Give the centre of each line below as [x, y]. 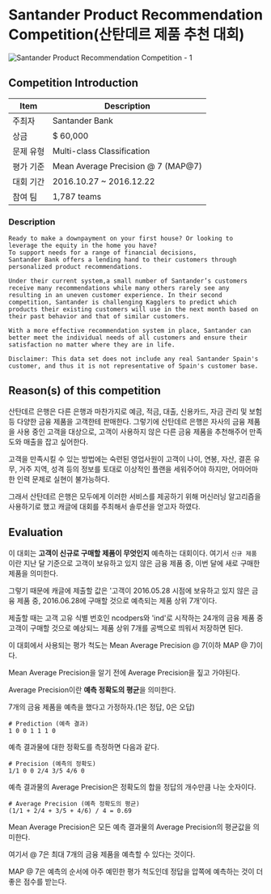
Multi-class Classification [101, 151]
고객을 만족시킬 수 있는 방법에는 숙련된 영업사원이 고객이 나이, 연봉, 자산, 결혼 [130, 458]
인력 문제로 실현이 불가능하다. [64, 479]
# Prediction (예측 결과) [49, 724]
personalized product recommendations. [76, 267]
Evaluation [36, 532]
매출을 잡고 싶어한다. [56, 441]
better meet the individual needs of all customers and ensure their [128, 338]
